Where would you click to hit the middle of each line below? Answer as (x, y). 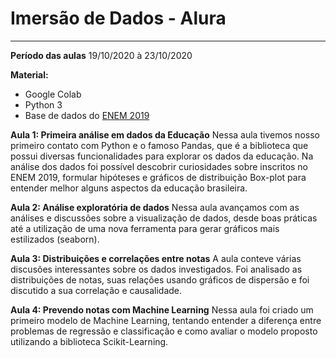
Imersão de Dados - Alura (118, 18)
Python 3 (43, 104)
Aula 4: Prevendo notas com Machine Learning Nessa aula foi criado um (162, 309)
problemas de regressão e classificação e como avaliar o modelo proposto (164, 331)
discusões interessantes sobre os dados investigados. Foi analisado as (156, 269)
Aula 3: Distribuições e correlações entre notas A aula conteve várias (156, 258)
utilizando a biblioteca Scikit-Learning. (89, 341)
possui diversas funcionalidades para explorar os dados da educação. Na (162, 156)
